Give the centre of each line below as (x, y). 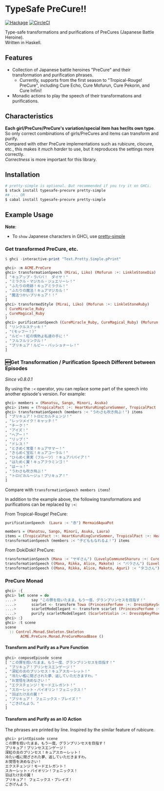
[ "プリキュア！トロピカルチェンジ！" (39, 417)
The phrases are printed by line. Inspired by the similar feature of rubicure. (80, 730)
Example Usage (29, 215)
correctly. (15, 154)
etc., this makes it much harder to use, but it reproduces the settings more (80, 149)
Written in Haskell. (23, 42)
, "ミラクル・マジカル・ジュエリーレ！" (40, 282)
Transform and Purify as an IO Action (43, 719)
